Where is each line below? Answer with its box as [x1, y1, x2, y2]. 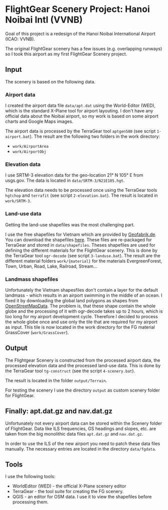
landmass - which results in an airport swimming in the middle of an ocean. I [5, 292, 162, 298]
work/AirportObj [12, 149, 46, 154]
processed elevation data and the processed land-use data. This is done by [5, 362, 161, 368]
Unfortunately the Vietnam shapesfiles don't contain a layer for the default [5, 287, 158, 293]
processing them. [12, 499, 49, 505]
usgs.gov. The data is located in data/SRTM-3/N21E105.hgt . [5, 177, 125, 183]
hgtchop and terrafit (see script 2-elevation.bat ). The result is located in [5, 192, 158, 198]
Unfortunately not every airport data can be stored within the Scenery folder [5, 420, 162, 426]
